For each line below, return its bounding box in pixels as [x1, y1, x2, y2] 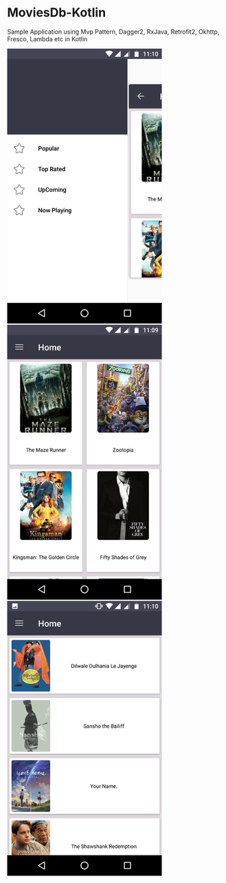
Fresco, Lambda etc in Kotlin [7, 34, 88, 43]
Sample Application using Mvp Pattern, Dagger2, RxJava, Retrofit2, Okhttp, [7, 27, 220, 36]
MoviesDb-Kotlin [7, 5, 106, 21]
